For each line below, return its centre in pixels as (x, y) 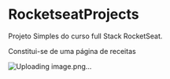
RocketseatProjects (74, 14)
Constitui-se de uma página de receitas (72, 51)
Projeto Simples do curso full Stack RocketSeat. (85, 36)
